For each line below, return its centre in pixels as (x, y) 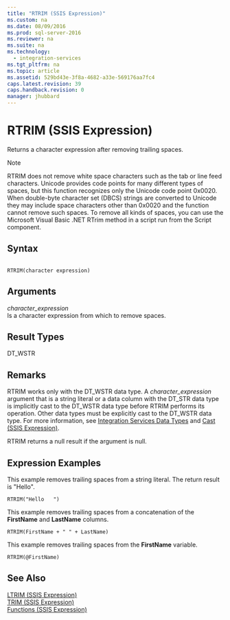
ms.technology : (29, 52)
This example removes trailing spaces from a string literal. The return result (113, 479)
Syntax (23, 249)
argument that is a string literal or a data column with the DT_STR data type (113, 399)
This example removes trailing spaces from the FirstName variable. (102, 544)
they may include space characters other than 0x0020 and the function (108, 205)
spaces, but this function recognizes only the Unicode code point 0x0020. (112, 190)
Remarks (27, 375)
